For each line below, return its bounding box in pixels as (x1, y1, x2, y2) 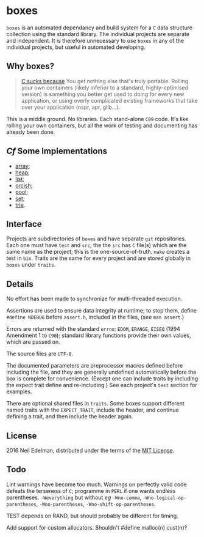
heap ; (15, 169, 30, 176)
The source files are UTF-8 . (6, 350, 73, 358)
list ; (15, 175, 24, 182)
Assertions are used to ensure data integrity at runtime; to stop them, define (6, 307, 197, 314)
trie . (15, 201, 26, 209)
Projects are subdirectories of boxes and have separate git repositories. (6, 235, 187, 242)
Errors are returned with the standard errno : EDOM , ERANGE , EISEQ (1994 (6, 325, 181, 333)
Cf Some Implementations (6, 146, 108, 157)
